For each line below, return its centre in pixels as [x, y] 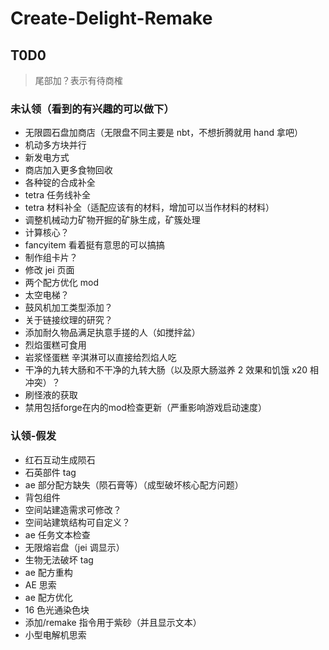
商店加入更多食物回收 [68, 170]
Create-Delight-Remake [111, 18]
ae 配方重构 [48, 572]
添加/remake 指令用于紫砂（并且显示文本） [113, 622]
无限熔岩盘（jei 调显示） [74, 547]
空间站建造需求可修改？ [73, 509]
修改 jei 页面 [49, 270]
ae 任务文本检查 [57, 534]
